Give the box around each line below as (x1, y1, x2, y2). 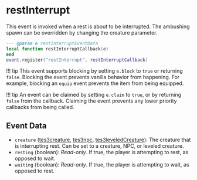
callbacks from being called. (6, 104, 74, 111)
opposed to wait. (14, 155, 56, 162)
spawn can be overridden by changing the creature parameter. (6, 29, 158, 36)
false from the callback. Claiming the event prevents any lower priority (6, 97, 177, 104)
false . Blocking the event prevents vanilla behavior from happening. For (6, 74, 180, 81)
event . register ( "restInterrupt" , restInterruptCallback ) (6, 57, 148, 63)
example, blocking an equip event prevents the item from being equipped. (6, 80, 184, 87)
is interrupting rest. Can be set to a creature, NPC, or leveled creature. (14, 142, 184, 150)
